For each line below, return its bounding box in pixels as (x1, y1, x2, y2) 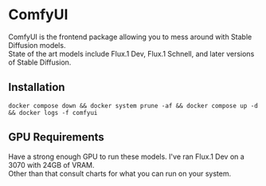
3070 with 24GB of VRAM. (8, 160, 95, 169)
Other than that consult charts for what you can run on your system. (8, 168, 232, 178)
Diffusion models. (8, 40, 66, 49)
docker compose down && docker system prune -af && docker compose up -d (8, 101, 259, 109)
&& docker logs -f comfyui (8, 109, 98, 117)
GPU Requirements (8, 130, 105, 144)
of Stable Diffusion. (8, 57, 72, 67)
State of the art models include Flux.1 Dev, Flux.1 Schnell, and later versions (8, 49, 255, 58)
